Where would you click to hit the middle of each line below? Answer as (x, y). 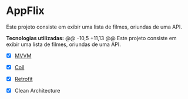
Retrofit (23, 79)
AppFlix (26, 11)
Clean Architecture (37, 91)
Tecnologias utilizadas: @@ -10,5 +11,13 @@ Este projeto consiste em (92, 38)
